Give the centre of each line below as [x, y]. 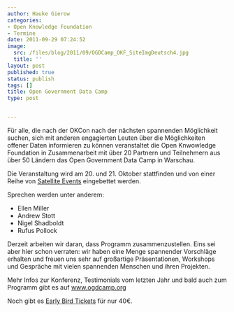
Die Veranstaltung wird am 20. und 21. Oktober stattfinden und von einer [111, 173]
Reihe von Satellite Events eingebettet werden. [74, 181]
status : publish [31, 79]
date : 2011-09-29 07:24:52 [46, 40]
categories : [24, 20]
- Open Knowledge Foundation [50, 27]
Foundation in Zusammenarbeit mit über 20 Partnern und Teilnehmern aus [114, 153]
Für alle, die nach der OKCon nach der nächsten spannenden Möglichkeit [112, 130]
